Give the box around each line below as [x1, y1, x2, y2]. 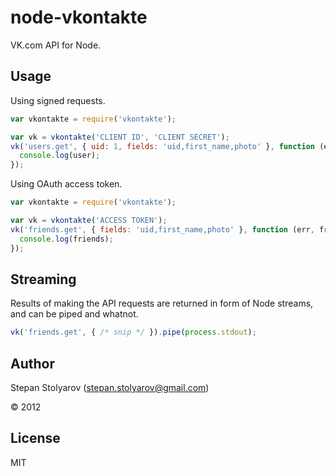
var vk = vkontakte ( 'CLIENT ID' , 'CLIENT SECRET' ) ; [10, 132, 230, 142]
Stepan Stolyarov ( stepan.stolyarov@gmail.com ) [10, 382, 210, 393]
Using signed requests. [10, 94, 106, 106]
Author [10, 355, 55, 372]
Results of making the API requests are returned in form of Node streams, [10, 297, 314, 310]
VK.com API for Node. [10, 39, 102, 51]
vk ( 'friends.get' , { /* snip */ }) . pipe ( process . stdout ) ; [10, 327, 257, 338]
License [10, 430, 61, 447]
